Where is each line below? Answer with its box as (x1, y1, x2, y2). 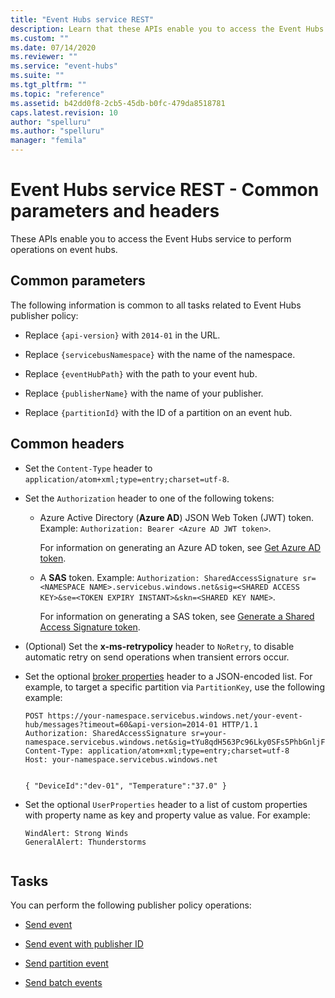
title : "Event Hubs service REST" (10, 14, 155, 25)
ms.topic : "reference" (10, 89, 105, 99)
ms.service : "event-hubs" (10, 61, 118, 71)
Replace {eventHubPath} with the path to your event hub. (24, 367, 258, 380)
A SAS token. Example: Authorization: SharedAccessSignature (39, 571, 299, 583)
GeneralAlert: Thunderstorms (24, 837, 147, 847)
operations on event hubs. (10, 243, 118, 255)
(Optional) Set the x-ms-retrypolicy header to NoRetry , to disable (24, 640, 295, 652)
